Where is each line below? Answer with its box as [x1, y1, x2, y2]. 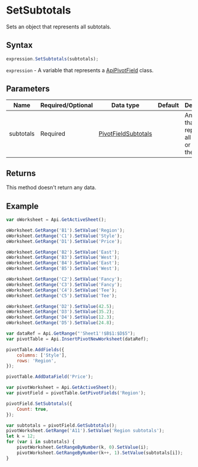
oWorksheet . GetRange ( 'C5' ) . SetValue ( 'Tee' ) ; [6, 293, 117, 299]
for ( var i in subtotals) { [6, 439, 75, 445]
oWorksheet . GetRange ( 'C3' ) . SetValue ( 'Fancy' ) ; [6, 281, 123, 287]
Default [157, 101, 179, 109]
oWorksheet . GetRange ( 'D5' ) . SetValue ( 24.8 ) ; [6, 320, 115, 326]
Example [6, 201, 39, 211]
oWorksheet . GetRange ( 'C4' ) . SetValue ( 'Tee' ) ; [6, 287, 117, 293]
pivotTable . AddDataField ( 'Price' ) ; [6, 374, 94, 380]
